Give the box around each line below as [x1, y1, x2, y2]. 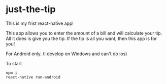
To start [6, 60, 22, 66]
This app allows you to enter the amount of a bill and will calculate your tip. [6, 30, 162, 36]
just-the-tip [6, 4, 56, 15]
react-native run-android [6, 74, 60, 79]
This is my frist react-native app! [6, 20, 74, 26]
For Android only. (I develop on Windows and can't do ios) [6, 51, 127, 57]
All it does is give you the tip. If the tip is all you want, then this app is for [6, 35, 157, 41]
